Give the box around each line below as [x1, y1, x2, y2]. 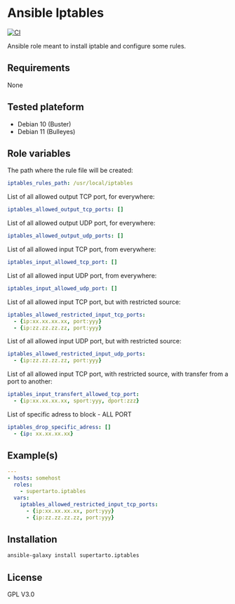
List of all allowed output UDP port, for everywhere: [7, 219, 156, 228]
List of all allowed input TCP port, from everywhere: [7, 245, 156, 254]
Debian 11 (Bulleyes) [17, 127, 76, 136]
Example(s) [7, 449, 58, 461]
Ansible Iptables [7, 5, 104, 21]
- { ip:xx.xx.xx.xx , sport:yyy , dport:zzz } [13, 398, 140, 405]
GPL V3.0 [7, 590, 35, 598]
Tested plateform [7, 101, 84, 113]
